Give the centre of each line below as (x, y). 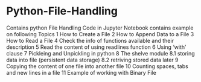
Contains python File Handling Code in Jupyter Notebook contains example (100, 28)
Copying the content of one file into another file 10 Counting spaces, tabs (97, 66)
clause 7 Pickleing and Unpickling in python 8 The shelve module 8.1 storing (101, 53)
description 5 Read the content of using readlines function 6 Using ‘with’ (96, 47)
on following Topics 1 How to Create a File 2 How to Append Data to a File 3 (100, 34)
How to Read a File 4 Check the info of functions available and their (90, 40)
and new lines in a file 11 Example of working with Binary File (81, 72)
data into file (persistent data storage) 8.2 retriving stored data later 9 (92, 60)
